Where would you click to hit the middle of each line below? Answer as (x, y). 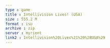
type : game (18, 10)
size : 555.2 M (21, 19)
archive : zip (20, 28)
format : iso (19, 24)
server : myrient (24, 33)
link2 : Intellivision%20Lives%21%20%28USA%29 (55, 38)
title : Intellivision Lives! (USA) (44, 14)
